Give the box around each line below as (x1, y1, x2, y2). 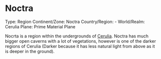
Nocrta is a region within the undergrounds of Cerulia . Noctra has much (5, 33, 149, 39)
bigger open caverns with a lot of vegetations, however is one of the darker (5, 38, 156, 44)
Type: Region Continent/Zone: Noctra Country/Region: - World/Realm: (5, 19, 145, 24)
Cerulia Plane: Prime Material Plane (5, 24, 75, 29)
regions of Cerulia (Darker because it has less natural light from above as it (5, 43, 155, 49)
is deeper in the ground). (5, 48, 55, 54)
